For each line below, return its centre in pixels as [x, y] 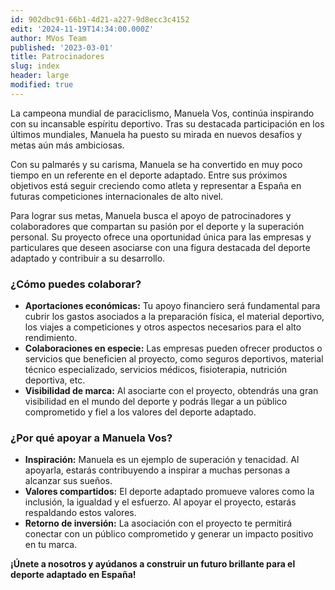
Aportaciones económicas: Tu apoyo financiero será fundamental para [172, 306]
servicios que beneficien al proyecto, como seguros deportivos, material [174, 359]
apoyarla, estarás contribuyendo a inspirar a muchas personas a [157, 470]
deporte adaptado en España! [73, 575]
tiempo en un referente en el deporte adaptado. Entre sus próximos [149, 175]
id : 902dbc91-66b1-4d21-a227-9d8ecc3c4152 [100, 19]
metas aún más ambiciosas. [67, 145]
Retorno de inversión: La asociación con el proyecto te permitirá [158, 523]
